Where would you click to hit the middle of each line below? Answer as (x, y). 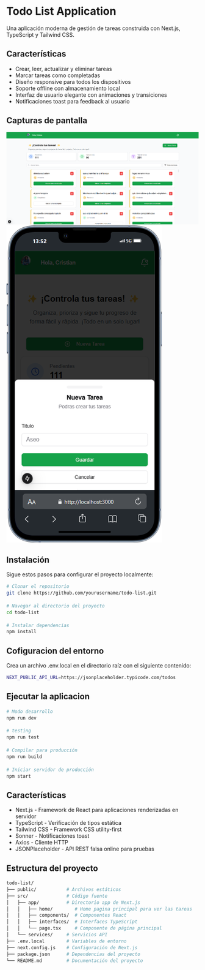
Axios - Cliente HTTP (41, 843)
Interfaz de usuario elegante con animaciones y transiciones (91, 95)
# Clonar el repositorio (38, 587)
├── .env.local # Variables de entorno (67, 941)
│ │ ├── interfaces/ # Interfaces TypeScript (72, 922)
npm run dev (21, 718)
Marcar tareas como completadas (58, 75)
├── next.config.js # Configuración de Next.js (72, 947)
